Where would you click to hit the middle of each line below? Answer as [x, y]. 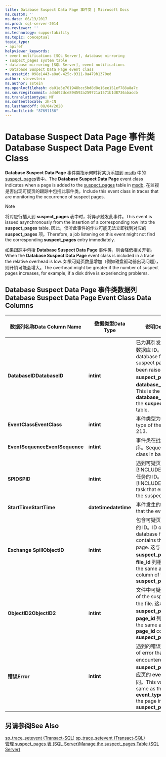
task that [146, 489]
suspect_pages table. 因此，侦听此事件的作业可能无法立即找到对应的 [76, 228]
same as [145, 688]
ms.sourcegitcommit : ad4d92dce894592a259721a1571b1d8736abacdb [72, 93]
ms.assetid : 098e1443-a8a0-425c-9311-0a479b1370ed [58, 74]
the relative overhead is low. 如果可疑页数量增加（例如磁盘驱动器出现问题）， [83, 261]
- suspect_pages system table [36, 60]
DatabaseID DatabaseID [36, 376]
